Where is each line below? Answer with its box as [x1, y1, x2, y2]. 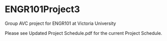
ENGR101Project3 [5, 4, 80, 15]
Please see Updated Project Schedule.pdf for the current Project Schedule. [5, 30, 162, 36]
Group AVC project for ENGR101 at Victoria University [5, 20, 117, 26]
